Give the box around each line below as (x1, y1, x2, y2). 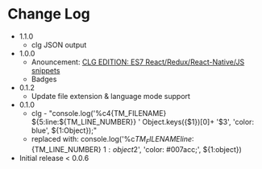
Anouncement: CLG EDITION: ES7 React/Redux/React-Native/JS (31, 57, 245, 67)
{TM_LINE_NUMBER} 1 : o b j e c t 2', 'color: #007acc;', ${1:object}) (31, 144, 243, 154)
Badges (31, 74, 57, 84)
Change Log (7, 5, 90, 23)
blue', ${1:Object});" (31, 126, 98, 135)
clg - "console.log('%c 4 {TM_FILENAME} (31, 108, 167, 117)
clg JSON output (31, 39, 87, 49)
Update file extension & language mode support (31, 91, 191, 101)
